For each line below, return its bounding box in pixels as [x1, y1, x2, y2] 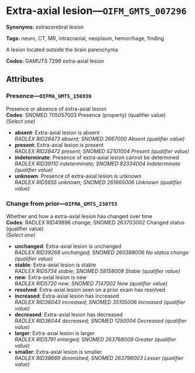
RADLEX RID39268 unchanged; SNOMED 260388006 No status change [14, 248, 189, 255]
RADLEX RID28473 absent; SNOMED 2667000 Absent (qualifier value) [14, 135, 185, 142]
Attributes [6, 74, 44, 84]
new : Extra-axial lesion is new [14, 274, 87, 281]
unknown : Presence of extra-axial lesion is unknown [14, 172, 142, 179]
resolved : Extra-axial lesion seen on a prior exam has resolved [14, 286, 165, 293]
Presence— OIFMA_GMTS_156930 [6, 92, 92, 100]
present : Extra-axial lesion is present [14, 141, 104, 148]
